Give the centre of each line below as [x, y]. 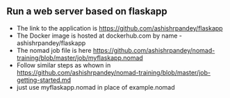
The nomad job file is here [54, 50]
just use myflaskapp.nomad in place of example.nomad [96, 87]
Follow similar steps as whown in [64, 65]
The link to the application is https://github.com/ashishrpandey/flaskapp [120, 28]
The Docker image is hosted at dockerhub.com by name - [99, 35]
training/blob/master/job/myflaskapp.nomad [80, 58]
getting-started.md [43, 80]
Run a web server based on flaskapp [87, 11]
